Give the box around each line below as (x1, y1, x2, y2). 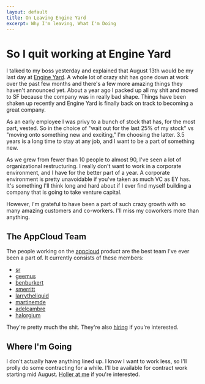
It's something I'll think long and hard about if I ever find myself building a (6, 182, 192, 190)
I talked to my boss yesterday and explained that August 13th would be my (6, 67, 194, 74)
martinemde (15, 299, 46, 306)
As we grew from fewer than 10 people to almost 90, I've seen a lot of (6, 156, 182, 163)
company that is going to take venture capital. (6, 188, 122, 196)
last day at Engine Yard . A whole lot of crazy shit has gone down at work (6, 74, 189, 81)
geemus (15, 272, 36, 280)
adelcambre (15, 305, 46, 313)
